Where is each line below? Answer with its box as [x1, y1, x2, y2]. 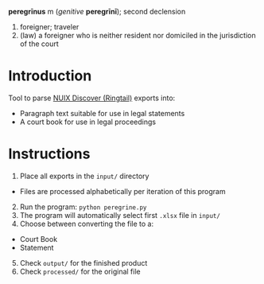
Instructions [8, 145, 91, 163]
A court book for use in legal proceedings [19, 117, 157, 126]
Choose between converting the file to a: [19, 219, 153, 228]
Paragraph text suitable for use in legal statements [19, 108, 185, 118]
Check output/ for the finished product [19, 258, 148, 267]
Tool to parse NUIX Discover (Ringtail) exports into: [8, 93, 176, 103]
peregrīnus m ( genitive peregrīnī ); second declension [8, 7, 186, 16]
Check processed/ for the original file [19, 266, 141, 276]
